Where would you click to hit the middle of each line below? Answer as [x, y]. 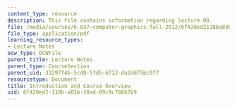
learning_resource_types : [45, 40]
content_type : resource [42, 14]
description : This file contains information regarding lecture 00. [110, 20]
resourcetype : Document [42, 79]
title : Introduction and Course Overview [69, 86]
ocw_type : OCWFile [34, 53]
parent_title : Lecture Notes [50, 60]
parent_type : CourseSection [49, 66]
